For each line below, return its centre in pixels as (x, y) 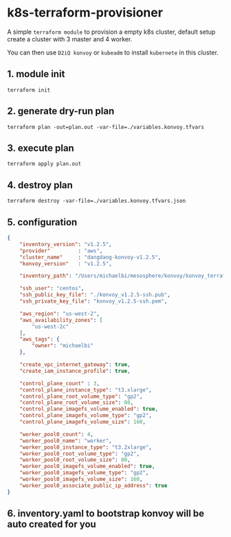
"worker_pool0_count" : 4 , (57, 434)
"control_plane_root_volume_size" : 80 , (77, 403)
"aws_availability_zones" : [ (61, 320)
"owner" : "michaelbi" (63, 346)
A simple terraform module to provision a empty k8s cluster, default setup (111, 32)
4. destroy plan (40, 185)
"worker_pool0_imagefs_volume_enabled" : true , (87, 467)
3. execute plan (41, 148)
